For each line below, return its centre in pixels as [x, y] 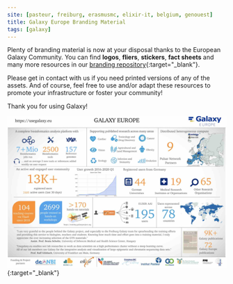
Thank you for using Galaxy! [48, 106]
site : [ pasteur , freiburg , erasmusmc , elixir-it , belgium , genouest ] [110, 15]
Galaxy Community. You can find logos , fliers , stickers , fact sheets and [111, 57]
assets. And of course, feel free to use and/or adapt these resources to [109, 85]
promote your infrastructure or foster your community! [85, 93]
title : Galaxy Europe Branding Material [67, 22]
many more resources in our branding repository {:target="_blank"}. [104, 65]
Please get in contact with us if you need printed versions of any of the [109, 78]
